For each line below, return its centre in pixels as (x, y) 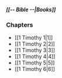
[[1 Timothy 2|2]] (35, 44)
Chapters (20, 25)
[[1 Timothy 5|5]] (35, 63)
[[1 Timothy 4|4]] (35, 57)
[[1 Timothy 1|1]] (34, 38)
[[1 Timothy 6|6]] (35, 69)
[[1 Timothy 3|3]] (35, 50)
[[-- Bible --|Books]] (31, 9)
